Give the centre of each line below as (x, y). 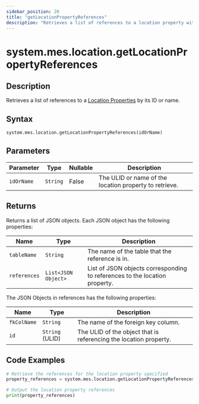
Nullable (81, 167)
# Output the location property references (61, 390)
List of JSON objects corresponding (137, 268)
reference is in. (108, 258)
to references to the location (127, 276)
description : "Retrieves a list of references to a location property (95, 22)
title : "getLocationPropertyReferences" (57, 17)
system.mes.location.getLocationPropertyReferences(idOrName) (84, 133)
